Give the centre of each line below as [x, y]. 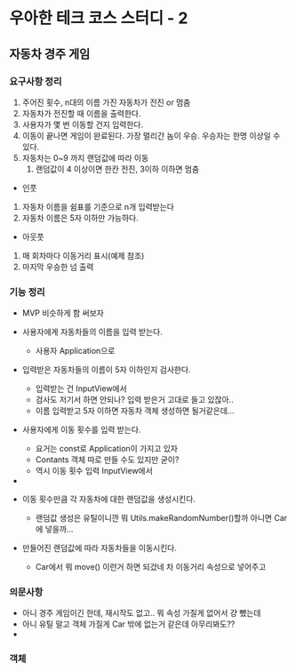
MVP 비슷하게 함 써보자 [63, 313]
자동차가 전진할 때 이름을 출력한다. [81, 113]
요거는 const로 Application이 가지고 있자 [106, 449]
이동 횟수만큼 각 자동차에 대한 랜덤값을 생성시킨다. [108, 500]
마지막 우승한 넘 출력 [58, 267]
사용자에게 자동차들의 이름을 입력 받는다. [92, 332]
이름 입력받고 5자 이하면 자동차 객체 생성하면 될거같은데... [135, 411]
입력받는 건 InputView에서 [81, 388]
